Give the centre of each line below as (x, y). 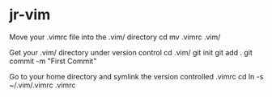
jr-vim (30, 15)
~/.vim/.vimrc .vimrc (42, 85)
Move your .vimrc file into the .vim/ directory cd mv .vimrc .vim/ (115, 37)
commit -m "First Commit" (53, 61)
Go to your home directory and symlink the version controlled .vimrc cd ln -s (136, 76)
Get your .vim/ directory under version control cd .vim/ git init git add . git (131, 52)
